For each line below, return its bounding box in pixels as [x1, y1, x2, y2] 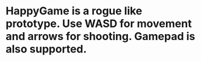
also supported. [5, 42, 87, 56]
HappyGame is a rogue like [5, 4, 142, 18]
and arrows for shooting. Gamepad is [5, 30, 196, 43]
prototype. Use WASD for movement [5, 17, 192, 30]
